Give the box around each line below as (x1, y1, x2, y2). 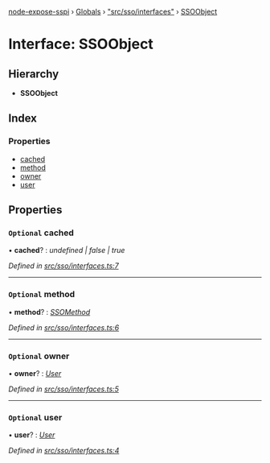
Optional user (8, 411, 63, 423)
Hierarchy (8, 67, 59, 81)
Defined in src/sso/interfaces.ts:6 (8, 322, 120, 333)
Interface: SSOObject (8, 35, 154, 53)
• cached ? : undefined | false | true (8, 246, 125, 255)
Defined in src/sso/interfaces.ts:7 (8, 261, 119, 271)
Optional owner (8, 350, 70, 362)
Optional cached (8, 227, 75, 238)
